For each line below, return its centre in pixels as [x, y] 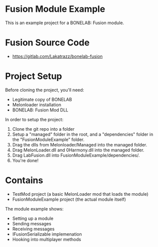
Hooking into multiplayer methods [47, 239]
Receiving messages [33, 229]
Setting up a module [33, 218]
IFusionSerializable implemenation [47, 234]
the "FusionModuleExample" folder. [48, 140]
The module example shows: [34, 209]
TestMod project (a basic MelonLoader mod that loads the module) [80, 194]
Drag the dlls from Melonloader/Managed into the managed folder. [79, 144]
